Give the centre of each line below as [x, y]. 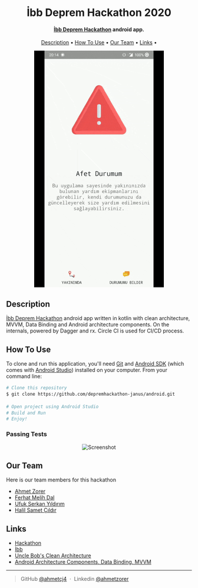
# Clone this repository [37, 388]
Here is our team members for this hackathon [61, 480]
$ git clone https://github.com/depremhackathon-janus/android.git [91, 394]
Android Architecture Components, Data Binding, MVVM [83, 562]
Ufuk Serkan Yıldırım [39, 504]
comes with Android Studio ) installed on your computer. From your [87, 370]
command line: [24, 376]
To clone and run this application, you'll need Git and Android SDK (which [95, 364]
